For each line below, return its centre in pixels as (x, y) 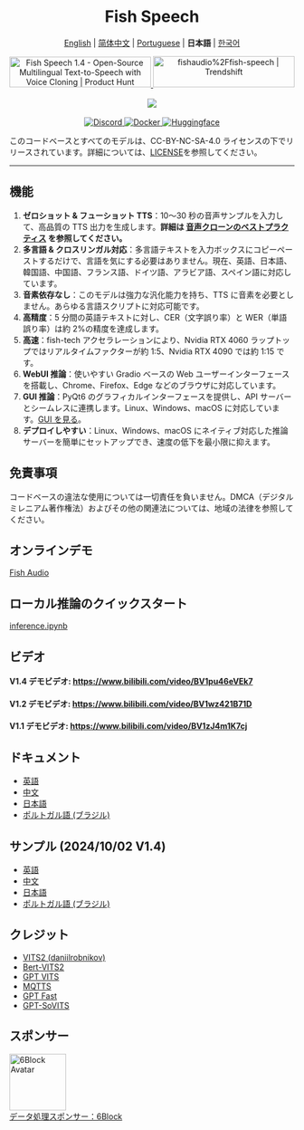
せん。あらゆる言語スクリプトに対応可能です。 (117, 306)
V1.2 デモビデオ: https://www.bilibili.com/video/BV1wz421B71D (131, 704)
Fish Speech (152, 17)
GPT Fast (39, 996)
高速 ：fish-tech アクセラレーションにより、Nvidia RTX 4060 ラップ (148, 340)
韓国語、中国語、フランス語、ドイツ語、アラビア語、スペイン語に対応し (157, 272)
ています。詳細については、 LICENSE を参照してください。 (155, 152)
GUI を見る (58, 419)
